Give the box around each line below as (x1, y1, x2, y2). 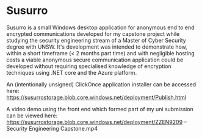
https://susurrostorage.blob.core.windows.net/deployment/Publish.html (6, 94, 187, 101)
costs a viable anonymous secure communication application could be (6, 56, 184, 63)
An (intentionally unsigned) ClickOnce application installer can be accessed (6, 80, 197, 88)
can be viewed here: (6, 112, 58, 119)
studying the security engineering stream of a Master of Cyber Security (6, 36, 186, 44)
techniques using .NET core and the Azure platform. (6, 69, 137, 76)
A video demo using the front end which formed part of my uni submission (6, 105, 193, 112)
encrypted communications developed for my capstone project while (6, 30, 180, 37)
